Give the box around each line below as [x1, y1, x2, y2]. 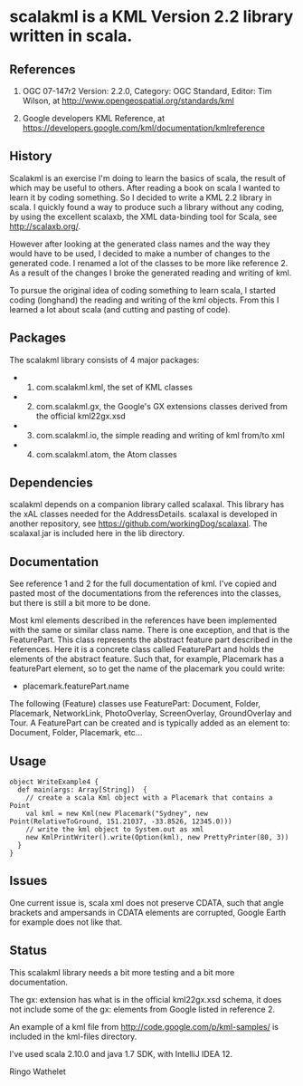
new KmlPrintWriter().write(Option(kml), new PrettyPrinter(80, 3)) [25, 833, 289, 842]
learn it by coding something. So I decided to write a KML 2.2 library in [9, 192, 272, 203]
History [9, 149, 52, 164]
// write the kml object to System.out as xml [25, 825, 204, 834]
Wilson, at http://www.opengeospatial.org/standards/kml [22, 95, 235, 106]
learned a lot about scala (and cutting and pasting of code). [9, 303, 231, 314]
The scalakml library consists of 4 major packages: [9, 354, 200, 365]
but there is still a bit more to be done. [9, 598, 151, 609]
